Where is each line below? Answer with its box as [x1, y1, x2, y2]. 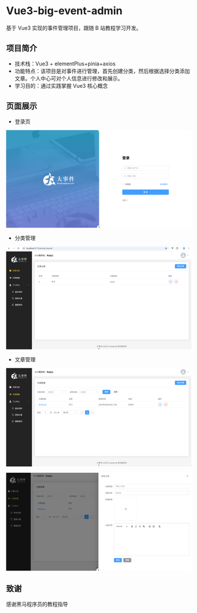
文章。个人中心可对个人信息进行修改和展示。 [14, 75, 123, 82]
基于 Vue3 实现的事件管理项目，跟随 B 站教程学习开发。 [6, 24, 142, 31]
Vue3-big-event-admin [6, 4, 123, 18]
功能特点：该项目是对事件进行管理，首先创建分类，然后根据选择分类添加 [14, 67, 190, 74]
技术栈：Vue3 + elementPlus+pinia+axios [14, 60, 116, 67]
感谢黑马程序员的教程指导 [6, 600, 68, 608]
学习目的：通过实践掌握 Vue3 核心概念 [14, 82, 108, 89]
